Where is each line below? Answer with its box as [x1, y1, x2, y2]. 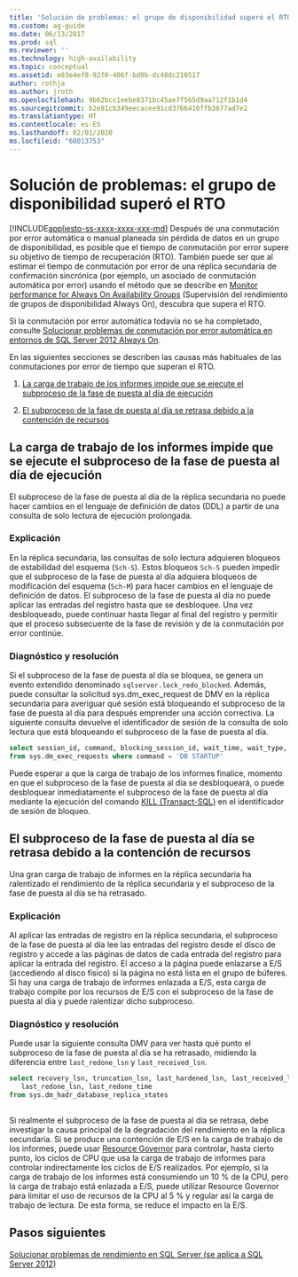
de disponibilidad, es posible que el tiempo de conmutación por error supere [9, 241, 289, 253]
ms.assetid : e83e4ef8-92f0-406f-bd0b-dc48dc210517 [9, 71, 200, 80]
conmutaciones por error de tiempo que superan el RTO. [9, 361, 216, 372]
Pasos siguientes [9, 1226, 106, 1241]
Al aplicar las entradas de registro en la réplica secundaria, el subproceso [9, 929, 278, 940]
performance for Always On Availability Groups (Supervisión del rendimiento [9, 289, 288, 300]
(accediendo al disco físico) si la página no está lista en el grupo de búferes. [9, 968, 288, 978]
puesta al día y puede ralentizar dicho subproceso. [9, 995, 195, 1007]
